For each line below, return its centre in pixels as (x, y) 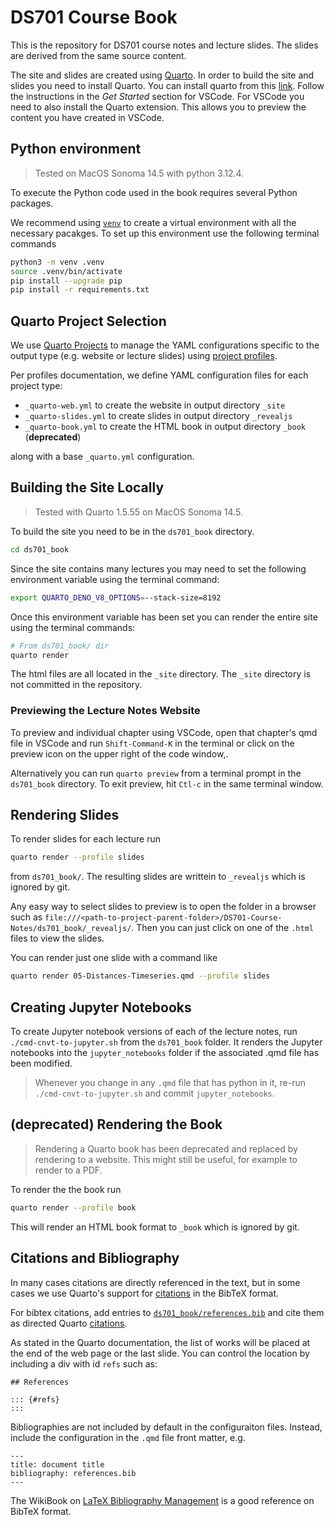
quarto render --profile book (73, 1207)
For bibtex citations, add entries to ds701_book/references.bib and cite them (167, 1312)
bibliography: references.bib (73, 1473)
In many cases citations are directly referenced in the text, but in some (155, 1282)
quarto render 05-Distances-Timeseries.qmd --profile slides (140, 976)
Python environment (76, 149)
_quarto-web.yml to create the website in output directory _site (155, 405)
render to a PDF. (68, 1170)
